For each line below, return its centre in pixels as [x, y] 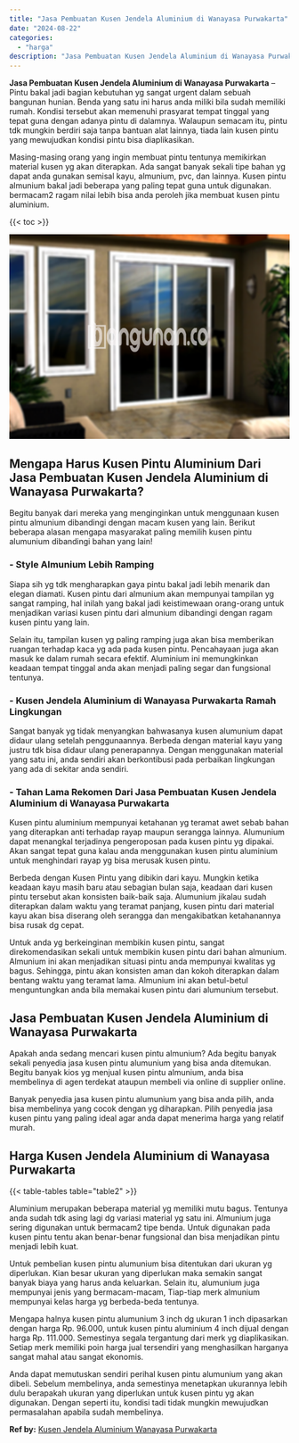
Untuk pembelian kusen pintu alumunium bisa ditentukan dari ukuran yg [141, 1264]
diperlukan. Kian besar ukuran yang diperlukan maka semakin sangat [136, 1273]
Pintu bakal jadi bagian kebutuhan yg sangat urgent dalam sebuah [130, 93]
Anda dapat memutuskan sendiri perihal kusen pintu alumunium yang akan [146, 1373]
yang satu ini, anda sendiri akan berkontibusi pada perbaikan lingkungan [142, 759]
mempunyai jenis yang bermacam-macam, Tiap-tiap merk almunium [135, 1292]
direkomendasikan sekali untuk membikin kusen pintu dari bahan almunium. [148, 952]
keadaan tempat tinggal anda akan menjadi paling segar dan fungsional [140, 668]
